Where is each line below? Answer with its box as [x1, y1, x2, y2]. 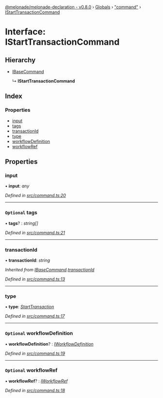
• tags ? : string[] [5, 220, 38, 226]
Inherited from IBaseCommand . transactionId [5, 266, 95, 272]
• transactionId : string [5, 257, 50, 263]
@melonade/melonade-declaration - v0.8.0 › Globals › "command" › [5, 4, 142, 10]
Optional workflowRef [5, 367, 58, 374]
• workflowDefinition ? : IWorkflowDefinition [5, 341, 94, 347]
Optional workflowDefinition [5, 330, 73, 337]
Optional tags [5, 209, 37, 216]
